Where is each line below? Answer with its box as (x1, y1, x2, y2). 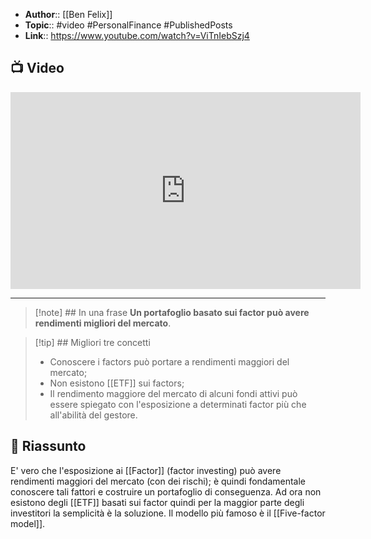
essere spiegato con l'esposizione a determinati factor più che (49, 398, 307, 410)
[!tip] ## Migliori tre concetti (34, 336, 151, 348)
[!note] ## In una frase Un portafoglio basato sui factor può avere (34, 306, 310, 318)
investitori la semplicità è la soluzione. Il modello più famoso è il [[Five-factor (10, 507, 326, 519)
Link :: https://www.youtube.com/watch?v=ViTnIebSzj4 (24, 30, 250, 41)
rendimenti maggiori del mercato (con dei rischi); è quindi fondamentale (10, 475, 307, 487)
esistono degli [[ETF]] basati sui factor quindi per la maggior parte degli (10, 496, 305, 508)
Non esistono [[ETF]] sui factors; (49, 377, 185, 389)
